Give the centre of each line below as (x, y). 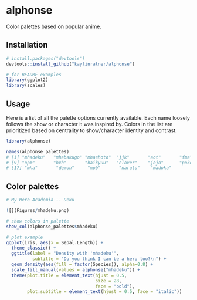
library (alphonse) (28, 141)
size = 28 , (108, 281)
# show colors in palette (38, 221)
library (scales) (26, 86)
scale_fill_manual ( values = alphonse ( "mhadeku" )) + (76, 270)
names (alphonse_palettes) (38, 151)
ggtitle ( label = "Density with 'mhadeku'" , (65, 254)
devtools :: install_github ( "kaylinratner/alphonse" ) (70, 64)
